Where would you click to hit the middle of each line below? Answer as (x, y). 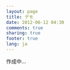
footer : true (22, 38)
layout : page (22, 11)
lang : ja (17, 44)
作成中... (16, 61)
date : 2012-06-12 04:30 (35, 22)
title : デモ (20, 17)
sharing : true (24, 33)
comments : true (25, 28)
